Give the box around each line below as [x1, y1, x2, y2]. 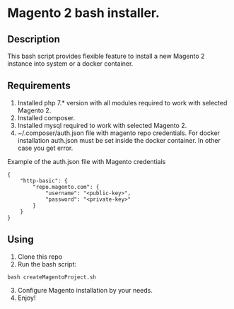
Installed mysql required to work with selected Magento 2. [17, 121, 187, 129]
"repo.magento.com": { [33, 183, 100, 190]
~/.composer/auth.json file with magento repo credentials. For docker [17, 129, 221, 137]
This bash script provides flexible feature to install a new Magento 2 [7, 52, 205, 60]
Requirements [7, 80, 71, 92]
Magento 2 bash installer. [7, 5, 160, 21]
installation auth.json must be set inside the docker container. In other [17, 136, 221, 144]
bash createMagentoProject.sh [7, 274, 97, 281]
